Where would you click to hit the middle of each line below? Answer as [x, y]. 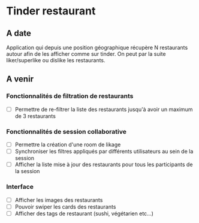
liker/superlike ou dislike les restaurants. [56, 60]
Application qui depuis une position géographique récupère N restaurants [97, 47]
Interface [20, 187]
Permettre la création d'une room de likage [68, 144]
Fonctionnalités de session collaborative [67, 131]
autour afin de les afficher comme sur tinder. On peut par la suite [86, 54]
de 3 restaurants [35, 116]
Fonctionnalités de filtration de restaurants [70, 96]
